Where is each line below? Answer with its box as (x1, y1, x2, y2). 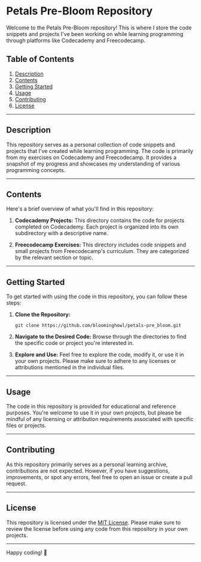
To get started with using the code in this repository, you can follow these (6, 293, 187, 300)
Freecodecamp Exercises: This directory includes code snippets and (14, 241, 187, 248)
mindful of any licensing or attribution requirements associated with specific (6, 416, 194, 422)
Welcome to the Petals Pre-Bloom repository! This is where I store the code (6, 24, 192, 31)
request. (6, 480, 27, 487)
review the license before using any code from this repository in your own (6, 525, 188, 532)
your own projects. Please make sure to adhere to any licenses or (14, 357, 176, 365)
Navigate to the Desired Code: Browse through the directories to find (14, 333, 187, 340)
